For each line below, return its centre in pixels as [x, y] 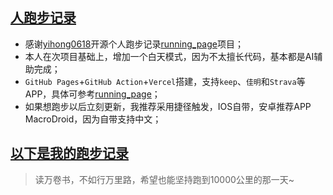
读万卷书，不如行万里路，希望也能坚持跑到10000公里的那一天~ [164, 179]
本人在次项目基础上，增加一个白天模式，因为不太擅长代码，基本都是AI [169, 56]
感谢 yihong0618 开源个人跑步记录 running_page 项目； [134, 44]
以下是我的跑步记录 [69, 153]
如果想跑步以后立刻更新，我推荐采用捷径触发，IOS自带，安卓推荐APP [168, 106]
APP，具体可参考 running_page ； [92, 94]
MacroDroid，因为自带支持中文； [93, 119]
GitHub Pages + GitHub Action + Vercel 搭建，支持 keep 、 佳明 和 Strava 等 [165, 81]
